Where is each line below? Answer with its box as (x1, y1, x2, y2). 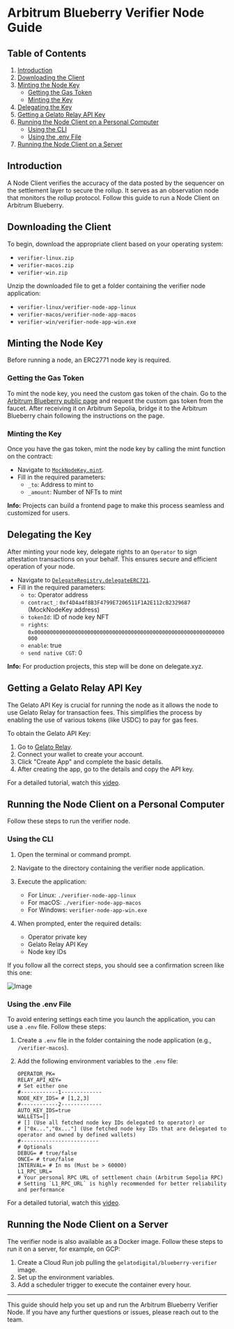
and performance (17, 1187, 65, 1194)
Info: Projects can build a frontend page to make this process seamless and (7, 501, 225, 510)
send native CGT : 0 (27, 648, 82, 657)
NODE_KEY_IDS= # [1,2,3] (17, 1095, 90, 1102)
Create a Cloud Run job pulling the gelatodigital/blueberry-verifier (17, 1258, 218, 1266)
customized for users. (7, 509, 70, 517)
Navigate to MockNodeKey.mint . (17, 466, 104, 474)
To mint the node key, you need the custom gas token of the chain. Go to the (7, 389, 227, 397)
